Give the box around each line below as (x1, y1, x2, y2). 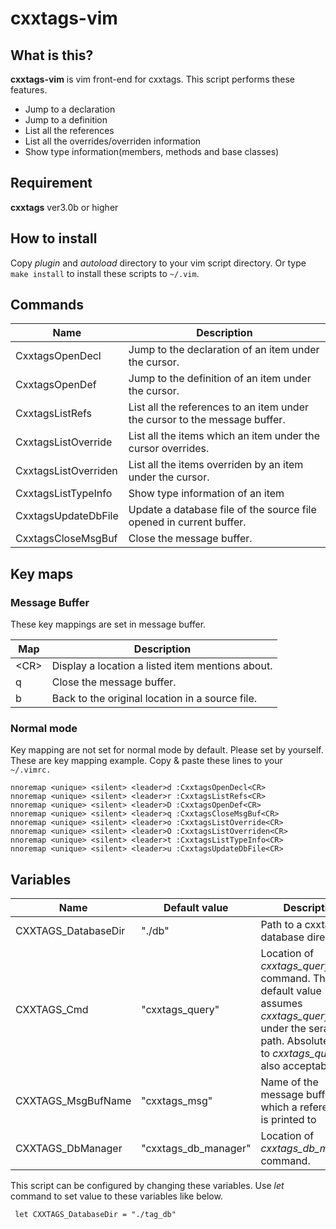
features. (10, 84, 48, 96)
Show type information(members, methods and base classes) (24, 146, 280, 157)
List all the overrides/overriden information (24, 135, 202, 147)
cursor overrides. (128, 442, 210, 456)
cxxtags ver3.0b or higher (10, 201, 119, 213)
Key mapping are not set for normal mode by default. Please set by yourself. (10, 744, 324, 756)
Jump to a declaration (24, 103, 116, 115)
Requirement (10, 175, 93, 192)
